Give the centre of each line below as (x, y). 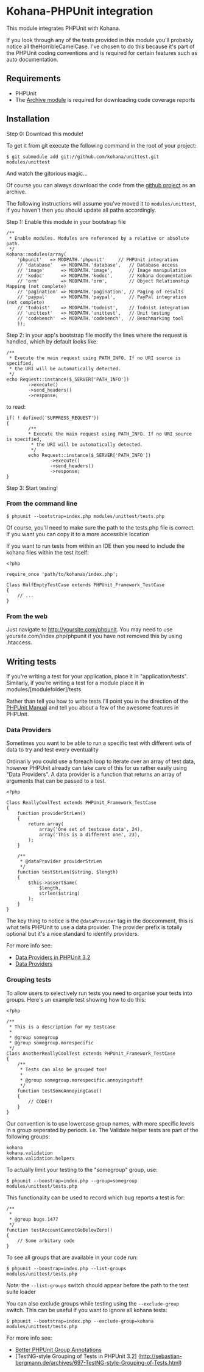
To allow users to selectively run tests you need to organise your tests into (100, 993)
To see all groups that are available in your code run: (72, 1257)
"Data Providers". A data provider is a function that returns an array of (94, 774)
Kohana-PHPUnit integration (80, 11)
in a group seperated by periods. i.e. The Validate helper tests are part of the (102, 1130)
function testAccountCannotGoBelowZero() (60, 1230)
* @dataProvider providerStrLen (61, 861)
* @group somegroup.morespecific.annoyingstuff (81, 1080)
